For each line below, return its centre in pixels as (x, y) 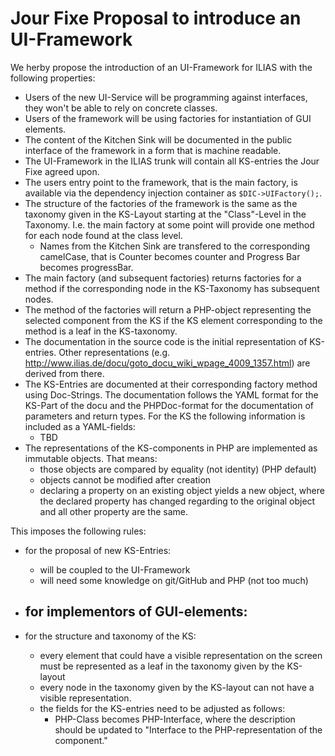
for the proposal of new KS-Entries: (98, 550)
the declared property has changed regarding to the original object (177, 501)
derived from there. (64, 373)
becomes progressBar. (86, 267)
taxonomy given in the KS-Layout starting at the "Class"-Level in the (165, 214)
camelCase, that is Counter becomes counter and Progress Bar (170, 256)
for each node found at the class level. (103, 235)
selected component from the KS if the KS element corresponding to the (173, 320)
